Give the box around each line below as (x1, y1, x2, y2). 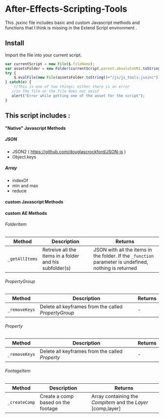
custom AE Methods (5, 210, 47, 216)
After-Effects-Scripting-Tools (5, 3, 127, 15)
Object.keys (12, 154, 37, 160)
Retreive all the (42, 246, 77, 253)
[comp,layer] (91, 405, 121, 412)
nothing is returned (93, 264, 137, 271)
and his (42, 258, 60, 265)
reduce (12, 187, 27, 194)
